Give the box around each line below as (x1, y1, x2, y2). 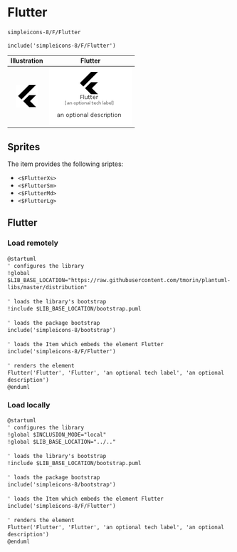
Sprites (7, 140, 41, 153)
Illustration (10, 56, 44, 65)
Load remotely (7, 238, 59, 248)
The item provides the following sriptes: (7, 160, 124, 168)
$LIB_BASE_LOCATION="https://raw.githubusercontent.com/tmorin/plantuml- (7, 276, 231, 283)
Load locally (7, 400, 51, 410)
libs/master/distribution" (7, 283, 88, 291)
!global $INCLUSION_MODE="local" (7, 431, 107, 438)
